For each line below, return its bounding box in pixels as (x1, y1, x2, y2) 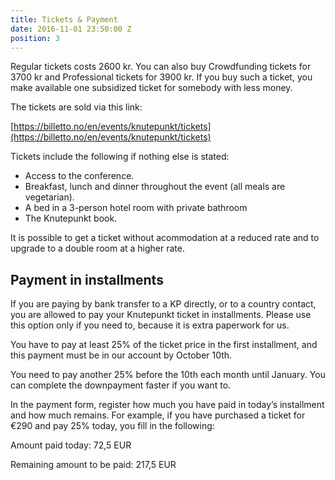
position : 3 (10, 33, 60, 43)
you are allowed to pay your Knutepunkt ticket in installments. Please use (10, 309, 312, 321)
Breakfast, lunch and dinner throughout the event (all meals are (24, 181, 286, 193)
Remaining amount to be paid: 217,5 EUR (10, 459, 177, 471)
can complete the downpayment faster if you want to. (10, 379, 232, 391)
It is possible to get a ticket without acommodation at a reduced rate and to (10, 232, 320, 244)
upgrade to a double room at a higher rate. (10, 242, 186, 255)
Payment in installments (10, 271, 164, 288)
